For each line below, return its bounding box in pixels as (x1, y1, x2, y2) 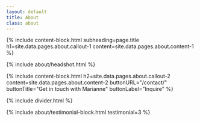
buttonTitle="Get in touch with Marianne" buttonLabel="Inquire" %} (6, 85, 173, 93)
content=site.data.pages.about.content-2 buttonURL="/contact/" (6, 79, 167, 86)
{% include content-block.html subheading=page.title (6, 37, 140, 44)
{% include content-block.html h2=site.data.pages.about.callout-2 (6, 73, 170, 80)
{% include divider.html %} (6, 97, 73, 104)
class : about (6, 20, 39, 26)
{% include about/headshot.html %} (6, 61, 96, 68)
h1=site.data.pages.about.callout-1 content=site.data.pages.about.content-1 (6, 43, 194, 50)
